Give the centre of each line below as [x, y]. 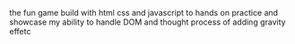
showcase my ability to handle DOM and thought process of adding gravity [147, 22]
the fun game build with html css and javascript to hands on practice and [144, 13]
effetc [20, 31]
